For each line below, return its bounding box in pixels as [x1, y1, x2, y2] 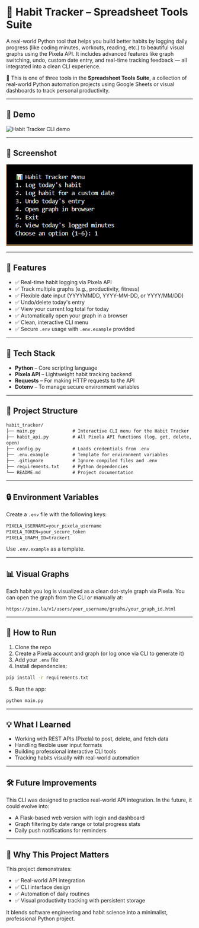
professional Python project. [6, 915, 75, 922]
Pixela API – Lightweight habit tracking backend [14, 370, 132, 377]
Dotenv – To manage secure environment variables [14, 383, 140, 390]
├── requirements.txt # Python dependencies [6, 464, 129, 470]
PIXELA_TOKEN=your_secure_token [6, 529, 86, 535]
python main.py [6, 697, 44, 704]
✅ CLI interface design [14, 883, 70, 891]
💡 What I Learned [6, 719, 71, 729]
